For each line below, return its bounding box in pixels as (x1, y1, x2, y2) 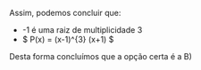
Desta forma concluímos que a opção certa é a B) (9, 51, 192, 61)
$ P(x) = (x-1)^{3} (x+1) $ (21, 35, 114, 44)
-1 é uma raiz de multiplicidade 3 (21, 25, 143, 35)
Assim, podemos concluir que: (9, 8, 121, 18)
